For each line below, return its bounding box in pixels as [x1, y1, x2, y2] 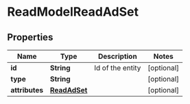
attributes [10, 86, 43, 94]
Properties [7, 31, 54, 43]
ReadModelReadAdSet [7, 4, 139, 20]
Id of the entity [93, 63, 141, 73]
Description [98, 52, 137, 61]
